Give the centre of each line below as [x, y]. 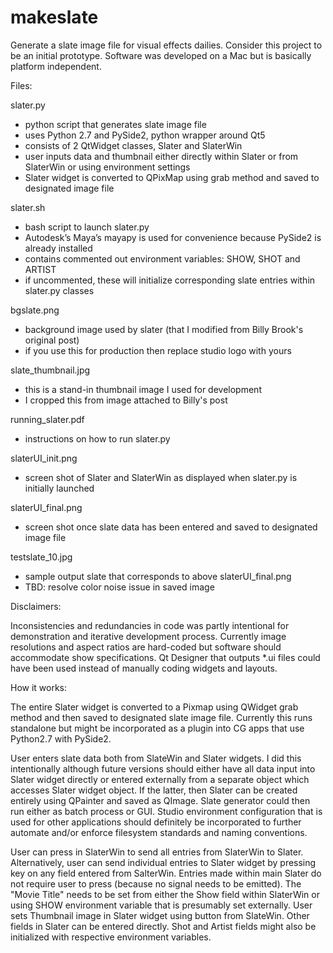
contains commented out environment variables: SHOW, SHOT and [162, 258]
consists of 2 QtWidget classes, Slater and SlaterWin [133, 145]
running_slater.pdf [47, 419]
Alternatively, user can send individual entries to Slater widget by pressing [163, 862]
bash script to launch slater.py [87, 227]
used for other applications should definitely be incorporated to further [156, 822]
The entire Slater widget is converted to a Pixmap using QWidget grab [154, 707]
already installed [58, 248]
